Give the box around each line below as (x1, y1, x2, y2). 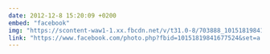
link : (8, 33, 27, 42)
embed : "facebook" (8, 19, 70, 27)
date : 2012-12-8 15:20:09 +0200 (8, 11, 117, 20)
